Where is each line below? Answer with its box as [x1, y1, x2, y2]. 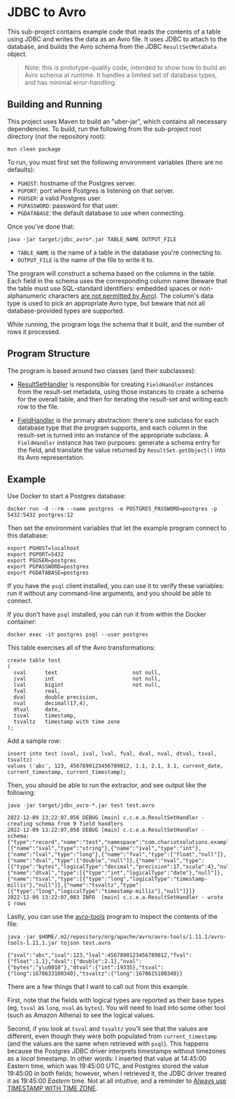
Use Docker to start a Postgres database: [7, 492, 126, 500]
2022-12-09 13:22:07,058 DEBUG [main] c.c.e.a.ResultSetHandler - [7, 826, 205, 834]
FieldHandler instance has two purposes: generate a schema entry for [17, 438, 220, 446]
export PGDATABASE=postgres [7, 569, 90, 577]
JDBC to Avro [7, 4, 86, 20]
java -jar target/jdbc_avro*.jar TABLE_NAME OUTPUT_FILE [7, 235, 177, 243]
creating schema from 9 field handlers [7, 821, 124, 828]
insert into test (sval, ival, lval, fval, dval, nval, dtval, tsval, [7, 751, 218, 758]
